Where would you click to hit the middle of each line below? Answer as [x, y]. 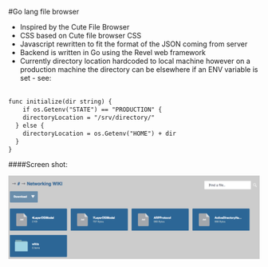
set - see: [35, 78]
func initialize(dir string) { [60, 102]
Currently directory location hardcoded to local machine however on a [135, 61]
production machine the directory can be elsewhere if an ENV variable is [139, 70]
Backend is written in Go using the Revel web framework [112, 52]
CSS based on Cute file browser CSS [81, 36]
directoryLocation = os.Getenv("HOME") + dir [100, 133]
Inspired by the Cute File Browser [75, 27]
